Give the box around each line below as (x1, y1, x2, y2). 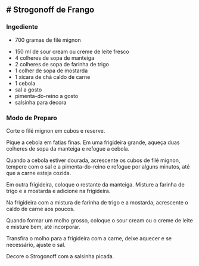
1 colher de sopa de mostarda (14, 67, 88, 74)
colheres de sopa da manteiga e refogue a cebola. (6, 145, 130, 152)
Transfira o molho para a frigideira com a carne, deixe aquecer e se (6, 234, 172, 241)
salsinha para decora (14, 99, 67, 106)
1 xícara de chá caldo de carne (14, 73, 91, 80)
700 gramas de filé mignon (14, 36, 82, 44)
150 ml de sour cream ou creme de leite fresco (14, 48, 129, 55)
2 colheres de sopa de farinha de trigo (14, 60, 109, 68)
